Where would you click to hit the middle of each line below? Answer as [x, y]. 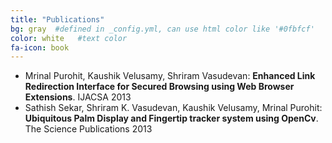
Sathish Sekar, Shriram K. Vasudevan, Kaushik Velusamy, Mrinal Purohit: [173, 108]
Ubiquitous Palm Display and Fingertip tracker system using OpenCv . [171, 118]
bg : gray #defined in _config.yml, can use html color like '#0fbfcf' [162, 29]
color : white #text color [69, 38]
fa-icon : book [40, 47]
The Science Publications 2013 [88, 129]
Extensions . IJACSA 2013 [78, 97]
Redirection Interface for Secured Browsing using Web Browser [159, 87]
